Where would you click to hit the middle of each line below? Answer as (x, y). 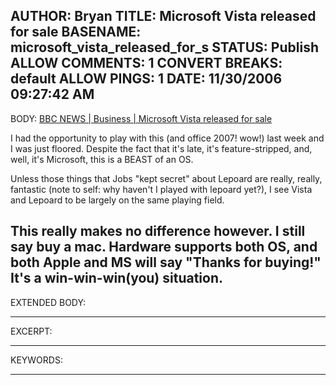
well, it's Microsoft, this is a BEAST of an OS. (102, 159)
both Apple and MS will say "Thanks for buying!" (166, 262)
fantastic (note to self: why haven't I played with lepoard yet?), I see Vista (161, 189)
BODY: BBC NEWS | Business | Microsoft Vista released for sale (141, 118)
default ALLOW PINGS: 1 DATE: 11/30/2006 (146, 79)
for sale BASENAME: (76, 32)
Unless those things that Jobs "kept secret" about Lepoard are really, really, (166, 178)
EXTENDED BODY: (48, 302)
